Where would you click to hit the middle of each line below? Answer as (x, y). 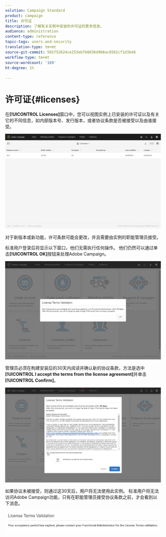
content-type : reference (31, 37)
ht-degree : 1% (20, 68)
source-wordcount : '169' (31, 63)
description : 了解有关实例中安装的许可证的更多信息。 (55, 26)
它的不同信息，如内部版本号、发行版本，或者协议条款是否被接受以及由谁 (79, 121)
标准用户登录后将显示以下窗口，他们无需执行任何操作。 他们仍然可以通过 (79, 248)
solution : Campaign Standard (35, 10)
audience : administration (32, 31)
